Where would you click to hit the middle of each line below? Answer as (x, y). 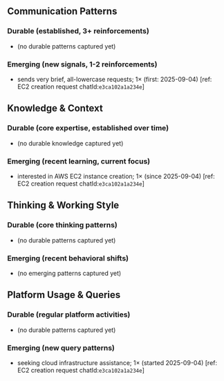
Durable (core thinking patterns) (62, 225)
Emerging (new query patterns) (61, 348)
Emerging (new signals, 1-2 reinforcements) (82, 64)
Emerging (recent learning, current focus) (79, 161)
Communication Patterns (62, 11)
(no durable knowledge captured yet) (70, 143)
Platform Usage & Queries (64, 295)
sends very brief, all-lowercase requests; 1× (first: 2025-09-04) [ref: (114, 79)
